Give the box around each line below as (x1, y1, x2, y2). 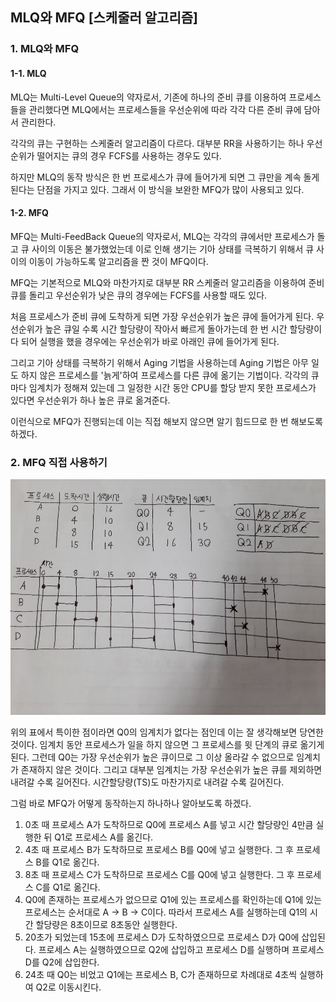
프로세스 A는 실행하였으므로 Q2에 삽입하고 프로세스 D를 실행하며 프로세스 (38, 944, 325, 956)
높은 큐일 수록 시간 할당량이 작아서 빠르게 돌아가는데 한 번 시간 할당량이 (44, 323, 323, 335)
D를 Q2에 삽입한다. (24, 956, 100, 968)
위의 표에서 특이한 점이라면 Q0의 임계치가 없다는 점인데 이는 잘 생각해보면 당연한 (10, 726, 324, 738)
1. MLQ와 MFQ (10, 42, 80, 56)
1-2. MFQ (10, 207, 49, 219)
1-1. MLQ (10, 67, 47, 79)
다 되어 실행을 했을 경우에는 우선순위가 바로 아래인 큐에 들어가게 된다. (10, 335, 280, 347)
